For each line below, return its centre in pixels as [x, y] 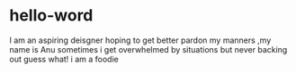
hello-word [51, 16]
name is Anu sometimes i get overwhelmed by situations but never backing [148, 49]
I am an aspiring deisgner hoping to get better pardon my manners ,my [140, 40]
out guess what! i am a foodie [64, 59]
